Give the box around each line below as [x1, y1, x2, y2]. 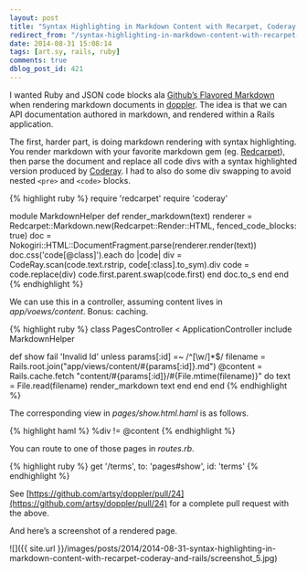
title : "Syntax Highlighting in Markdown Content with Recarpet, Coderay [9, 22, 297, 31]
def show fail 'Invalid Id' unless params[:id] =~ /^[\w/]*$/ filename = [9, 351, 267, 362]
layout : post [9, 13, 59, 23]
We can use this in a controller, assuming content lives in [9, 296, 224, 307]
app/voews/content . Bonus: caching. [9, 305, 149, 316]
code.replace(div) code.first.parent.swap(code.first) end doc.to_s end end [9, 269, 290, 280]
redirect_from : [9, 30, 68, 39]
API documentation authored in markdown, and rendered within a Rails [9, 109, 276, 120]
